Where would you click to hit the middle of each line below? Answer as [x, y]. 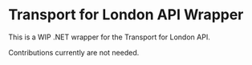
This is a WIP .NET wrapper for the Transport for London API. [109, 37]
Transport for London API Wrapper [126, 15]
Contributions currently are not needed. [74, 52]
